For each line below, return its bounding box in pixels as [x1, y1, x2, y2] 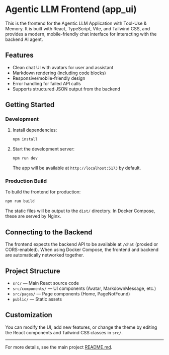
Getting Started [5, 100, 55, 109]
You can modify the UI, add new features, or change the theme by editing [5, 324, 157, 330]
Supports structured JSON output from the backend [12, 86, 121, 92]
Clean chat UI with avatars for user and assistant [12, 64, 114, 70]
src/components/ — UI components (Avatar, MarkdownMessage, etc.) [12, 285, 156, 291]
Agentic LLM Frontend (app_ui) [5, 4, 137, 15]
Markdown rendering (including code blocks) [12, 70, 107, 76]
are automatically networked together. [5, 252, 84, 258]
